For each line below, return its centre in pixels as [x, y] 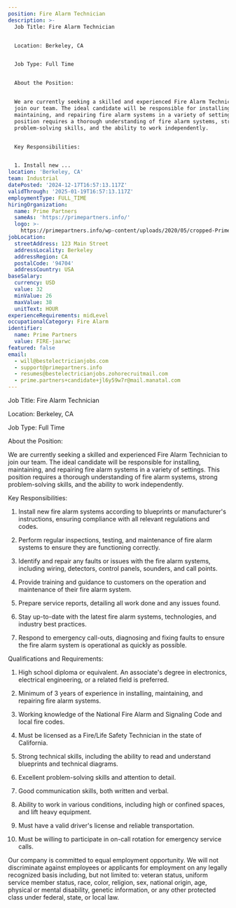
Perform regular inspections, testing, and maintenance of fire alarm [115, 540]
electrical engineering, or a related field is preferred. [93, 680]
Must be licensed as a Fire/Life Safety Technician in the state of [110, 735]
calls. [26, 846]
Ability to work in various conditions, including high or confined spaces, [121, 804]
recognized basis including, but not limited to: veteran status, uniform [108, 875]
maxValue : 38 [33, 302]
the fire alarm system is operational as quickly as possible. [103, 645]
